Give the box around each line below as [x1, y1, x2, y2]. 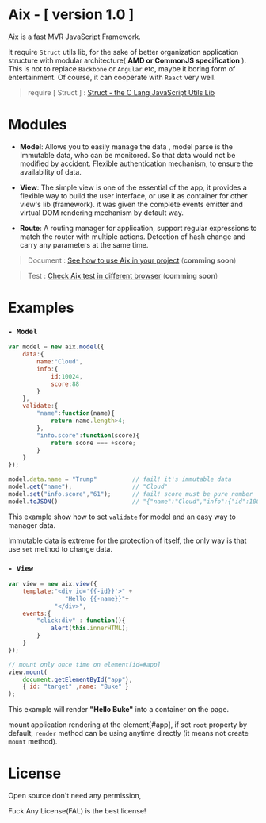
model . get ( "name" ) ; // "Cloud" [8, 483, 169, 491]
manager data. [8, 520, 56, 529]
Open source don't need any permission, [8, 791, 142, 801]
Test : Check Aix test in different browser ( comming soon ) [27, 271, 218, 280]
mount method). [8, 736, 58, 747]
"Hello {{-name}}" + [64, 594, 129, 602]
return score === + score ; [50, 439, 136, 447]
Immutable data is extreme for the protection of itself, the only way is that [8, 536, 247, 545]
